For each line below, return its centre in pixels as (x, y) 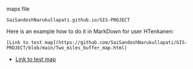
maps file (18, 9)
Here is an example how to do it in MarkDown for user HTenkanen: (90, 31)
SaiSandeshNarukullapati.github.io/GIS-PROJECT (68, 20)
